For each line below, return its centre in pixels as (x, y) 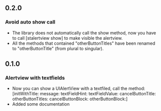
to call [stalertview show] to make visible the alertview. (67, 38)
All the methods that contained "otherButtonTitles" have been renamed (84, 43)
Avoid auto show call (30, 22)
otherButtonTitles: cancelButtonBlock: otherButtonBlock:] (70, 99)
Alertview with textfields (35, 78)
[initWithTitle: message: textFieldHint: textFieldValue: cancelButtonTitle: (84, 94)
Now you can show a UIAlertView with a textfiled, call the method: (79, 88)
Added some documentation (41, 104)
